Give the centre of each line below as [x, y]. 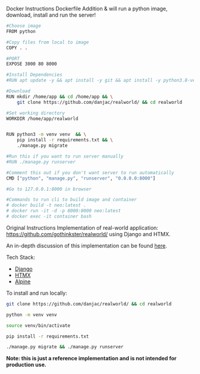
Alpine [23, 281]
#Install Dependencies [34, 75]
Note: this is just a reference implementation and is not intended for [91, 358]
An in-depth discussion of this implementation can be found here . [87, 245]
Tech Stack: [21, 257]
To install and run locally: [37, 293]
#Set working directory [36, 113]
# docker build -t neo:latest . [46, 205]
